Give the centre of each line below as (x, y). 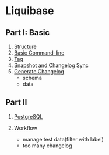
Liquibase (30, 11)
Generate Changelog (39, 71)
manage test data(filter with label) (63, 139)
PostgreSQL (28, 116)
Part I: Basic (28, 33)
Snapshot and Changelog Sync (51, 65)
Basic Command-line (39, 53)
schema (32, 78)
